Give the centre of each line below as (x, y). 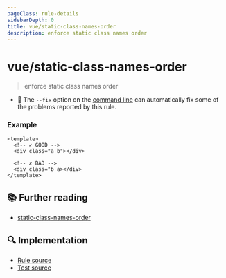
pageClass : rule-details (43, 13)
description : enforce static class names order (77, 33)
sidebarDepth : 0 (31, 20)
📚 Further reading (47, 197)
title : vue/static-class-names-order (62, 26)
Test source (34, 268)
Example (22, 125)
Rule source (34, 261)
